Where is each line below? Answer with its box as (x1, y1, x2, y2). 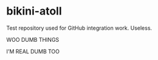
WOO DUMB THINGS (6, 36, 60, 43)
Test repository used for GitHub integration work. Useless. (6, 24, 153, 32)
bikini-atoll (6, 4, 62, 18)
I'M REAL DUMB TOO (6, 47, 60, 55)
